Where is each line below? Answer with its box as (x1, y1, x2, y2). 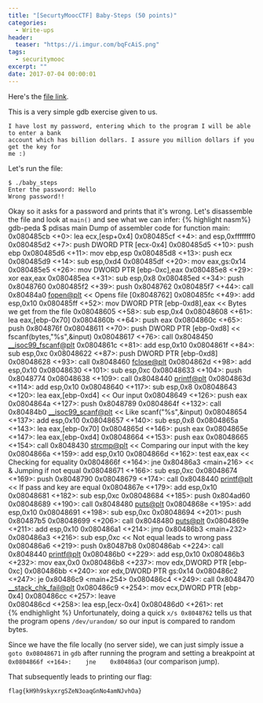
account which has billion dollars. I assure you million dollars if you (8, 135, 255, 144)
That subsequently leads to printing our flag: (8, 672, 152, 681)
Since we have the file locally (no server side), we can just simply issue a (8, 639, 244, 649)
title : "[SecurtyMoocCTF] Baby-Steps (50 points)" (8, 11, 177, 20)
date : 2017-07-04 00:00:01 (8, 70, 97, 78)
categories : (8, 19, 47, 27)
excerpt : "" (8, 63, 47, 71)
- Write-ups (15, 26, 55, 34)
